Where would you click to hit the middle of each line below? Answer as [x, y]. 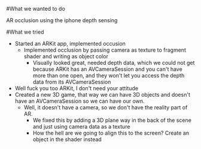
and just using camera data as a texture [81, 126]
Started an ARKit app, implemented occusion [70, 44]
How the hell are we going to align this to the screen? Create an [111, 133]
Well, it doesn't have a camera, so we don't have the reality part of [106, 107]
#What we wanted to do [36, 9]
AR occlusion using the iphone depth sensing [62, 20]
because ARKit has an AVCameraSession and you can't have [107, 69]
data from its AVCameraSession [72, 82]
